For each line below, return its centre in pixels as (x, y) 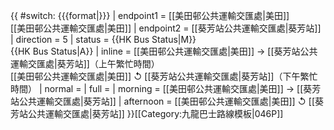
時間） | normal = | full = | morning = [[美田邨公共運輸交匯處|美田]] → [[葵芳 (166, 88)
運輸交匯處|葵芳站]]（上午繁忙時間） (85, 63)
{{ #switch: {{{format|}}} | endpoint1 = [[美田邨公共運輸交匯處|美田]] (150, 15)
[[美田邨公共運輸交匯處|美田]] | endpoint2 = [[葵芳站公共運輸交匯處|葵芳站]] (166, 28)
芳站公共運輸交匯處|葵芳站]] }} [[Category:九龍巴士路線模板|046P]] (147, 113)
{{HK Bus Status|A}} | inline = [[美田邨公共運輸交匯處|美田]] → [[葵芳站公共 (164, 51)
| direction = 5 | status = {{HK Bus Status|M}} (103, 39)
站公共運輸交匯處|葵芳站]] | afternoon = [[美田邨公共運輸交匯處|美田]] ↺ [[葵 (167, 101)
